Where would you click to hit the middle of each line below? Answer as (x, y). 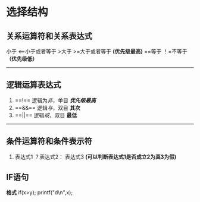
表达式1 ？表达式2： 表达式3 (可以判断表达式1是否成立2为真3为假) (96, 157)
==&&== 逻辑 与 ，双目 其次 (47, 108)
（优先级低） (22, 59)
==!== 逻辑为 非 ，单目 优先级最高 (55, 100)
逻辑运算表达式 (34, 85)
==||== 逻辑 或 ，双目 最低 (46, 115)
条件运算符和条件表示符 (49, 141)
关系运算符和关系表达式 (49, 36)
